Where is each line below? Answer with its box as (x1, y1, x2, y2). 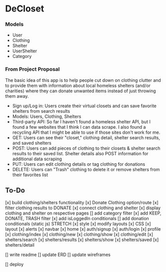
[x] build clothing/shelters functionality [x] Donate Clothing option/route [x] (5, 199, 159, 205)
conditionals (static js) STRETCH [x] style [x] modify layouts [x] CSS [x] (5, 221, 151, 227)
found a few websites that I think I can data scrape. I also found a (12, 124, 146, 130)
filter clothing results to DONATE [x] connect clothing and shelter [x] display (5, 205, 161, 211)
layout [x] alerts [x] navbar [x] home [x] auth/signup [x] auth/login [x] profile (5, 226, 161, 232)
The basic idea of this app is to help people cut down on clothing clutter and (5, 77, 162, 83)
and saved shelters (12, 140, 52, 146)
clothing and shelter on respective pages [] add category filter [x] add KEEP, (5, 210, 162, 216)
